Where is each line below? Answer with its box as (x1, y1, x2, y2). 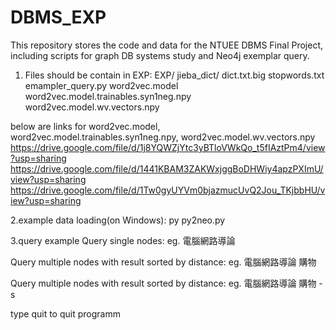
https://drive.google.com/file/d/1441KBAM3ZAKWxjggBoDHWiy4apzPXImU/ (10, 162, 324, 175)
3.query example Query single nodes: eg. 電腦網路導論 (10, 234, 236, 246)
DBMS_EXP (10, 6, 107, 29)
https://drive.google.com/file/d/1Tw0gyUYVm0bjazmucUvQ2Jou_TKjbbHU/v (10, 184, 326, 196)
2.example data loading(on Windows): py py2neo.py (10, 214, 226, 226)
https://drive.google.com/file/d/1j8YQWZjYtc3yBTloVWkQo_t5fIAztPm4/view (10, 141, 326, 153)
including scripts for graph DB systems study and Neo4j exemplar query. (10, 49, 310, 61)
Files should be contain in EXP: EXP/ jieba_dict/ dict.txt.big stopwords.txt (24, 69, 325, 81)
